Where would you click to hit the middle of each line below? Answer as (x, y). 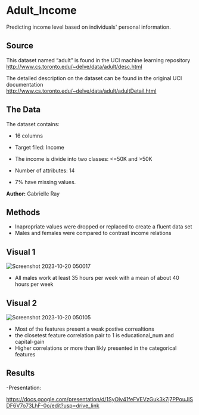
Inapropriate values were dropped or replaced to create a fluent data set (103, 227)
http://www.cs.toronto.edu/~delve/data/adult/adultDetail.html (81, 91)
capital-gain (29, 342)
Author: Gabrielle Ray (33, 193)
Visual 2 (22, 303)
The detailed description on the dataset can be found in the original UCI (94, 78)
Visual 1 (21, 252)
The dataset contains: (33, 124)
